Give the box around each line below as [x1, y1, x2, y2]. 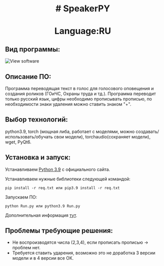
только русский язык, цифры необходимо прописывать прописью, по [5, 96, 152, 101]
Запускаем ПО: [5, 194, 37, 200]
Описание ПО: [5, 72, 52, 81]
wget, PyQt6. [5, 139, 32, 145]
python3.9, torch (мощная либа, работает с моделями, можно [5, 129, 135, 134]
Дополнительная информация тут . [5, 212, 77, 218]
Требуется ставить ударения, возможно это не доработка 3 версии [12, 250, 156, 256]
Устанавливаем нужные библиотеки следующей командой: [5, 176, 131, 182]
